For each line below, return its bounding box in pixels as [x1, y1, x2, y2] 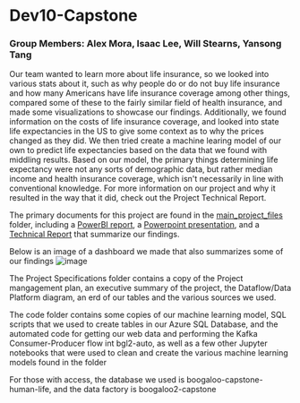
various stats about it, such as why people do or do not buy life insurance [9, 78, 280, 90]
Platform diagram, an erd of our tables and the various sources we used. [9, 292, 277, 303]
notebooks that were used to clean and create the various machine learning [9, 347, 288, 358]
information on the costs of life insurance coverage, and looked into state [9, 116, 279, 127]
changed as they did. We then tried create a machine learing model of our [9, 135, 282, 146]
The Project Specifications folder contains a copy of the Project [9, 273, 244, 284]
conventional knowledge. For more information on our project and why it [9, 183, 276, 193]
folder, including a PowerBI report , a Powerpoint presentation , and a [9, 219, 260, 230]
